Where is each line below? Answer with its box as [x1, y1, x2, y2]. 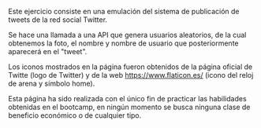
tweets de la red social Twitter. [8, 15, 108, 24]
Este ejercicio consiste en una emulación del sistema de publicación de [8, 7, 240, 16]
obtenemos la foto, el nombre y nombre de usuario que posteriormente [8, 38, 239, 48]
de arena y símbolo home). [8, 79, 95, 88]
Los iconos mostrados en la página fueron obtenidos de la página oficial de [8, 62, 253, 71]
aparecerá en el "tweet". [8, 47, 88, 56]
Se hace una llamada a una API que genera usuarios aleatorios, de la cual [8, 31, 247, 39]
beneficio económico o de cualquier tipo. [8, 111, 142, 120]
